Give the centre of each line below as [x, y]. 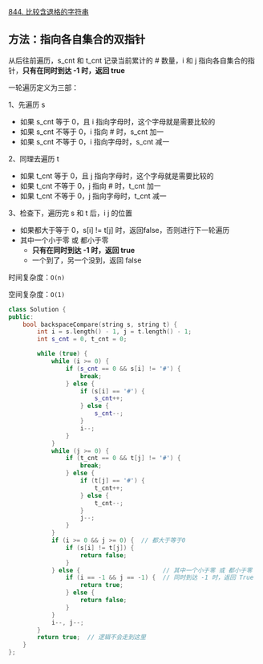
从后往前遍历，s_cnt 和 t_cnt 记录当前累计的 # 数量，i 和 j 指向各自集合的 [128, 60]
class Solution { [37, 309]
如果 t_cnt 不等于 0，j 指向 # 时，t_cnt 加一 [91, 185]
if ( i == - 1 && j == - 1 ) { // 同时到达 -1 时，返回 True [160, 578]
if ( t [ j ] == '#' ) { [113, 481]
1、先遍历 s [27, 104]
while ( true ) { [63, 354]
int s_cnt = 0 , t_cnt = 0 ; [82, 340]
